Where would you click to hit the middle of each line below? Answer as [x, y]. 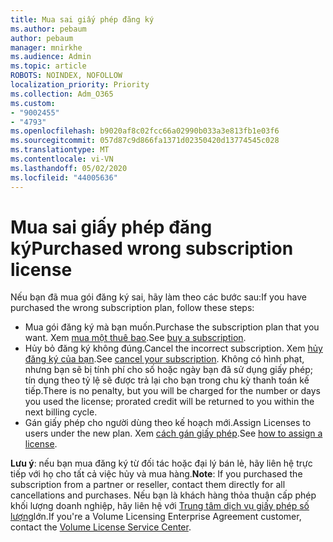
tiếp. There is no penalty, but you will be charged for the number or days [172, 391]
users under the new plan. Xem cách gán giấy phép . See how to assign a [173, 433]
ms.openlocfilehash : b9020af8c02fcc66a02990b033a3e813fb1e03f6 [145, 131]
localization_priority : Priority [80, 85]
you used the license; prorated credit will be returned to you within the [169, 402]
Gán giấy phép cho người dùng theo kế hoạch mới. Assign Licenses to [168, 423]
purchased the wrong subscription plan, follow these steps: [132, 308]
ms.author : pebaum [48, 29]
